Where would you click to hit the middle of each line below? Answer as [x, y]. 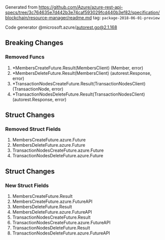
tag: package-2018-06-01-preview [126, 18]
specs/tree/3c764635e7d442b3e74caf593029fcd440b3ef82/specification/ [82, 12]
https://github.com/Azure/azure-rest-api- [81, 7]
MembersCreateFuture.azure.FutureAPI [52, 202]
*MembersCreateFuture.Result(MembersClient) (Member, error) [78, 68]
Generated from [22, 7]
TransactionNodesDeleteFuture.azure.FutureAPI [61, 233]
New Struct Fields [27, 185]
